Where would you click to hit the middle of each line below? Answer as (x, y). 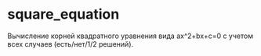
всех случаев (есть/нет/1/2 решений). (71, 44)
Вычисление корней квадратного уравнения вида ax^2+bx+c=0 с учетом (130, 36)
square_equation (63, 14)
